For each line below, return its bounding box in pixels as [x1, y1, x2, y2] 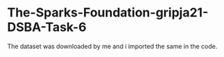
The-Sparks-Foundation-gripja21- [7, 5, 209, 21]
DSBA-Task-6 [7, 19, 87, 35]
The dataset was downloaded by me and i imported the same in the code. [7, 42, 218, 50]
